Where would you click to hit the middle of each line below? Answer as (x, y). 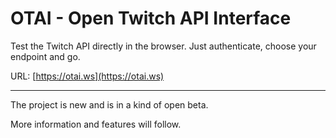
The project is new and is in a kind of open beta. (109, 104)
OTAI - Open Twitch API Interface (151, 18)
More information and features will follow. (96, 124)
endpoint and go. (45, 56)
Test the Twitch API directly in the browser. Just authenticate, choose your (163, 46)
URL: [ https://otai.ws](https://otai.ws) (87, 76)
